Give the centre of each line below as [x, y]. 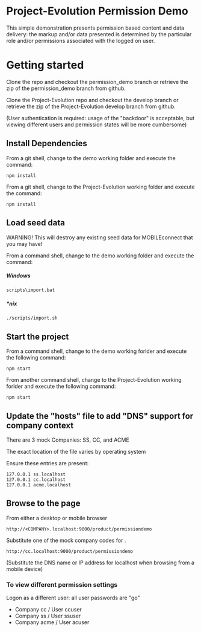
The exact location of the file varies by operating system [76, 452]
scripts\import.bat [31, 290]
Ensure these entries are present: [48, 463]
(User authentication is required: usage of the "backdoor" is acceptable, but [100, 118]
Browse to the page [43, 504]
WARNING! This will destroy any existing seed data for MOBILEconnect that [100, 237]
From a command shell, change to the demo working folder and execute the [100, 256]
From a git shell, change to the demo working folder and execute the [91, 158]
